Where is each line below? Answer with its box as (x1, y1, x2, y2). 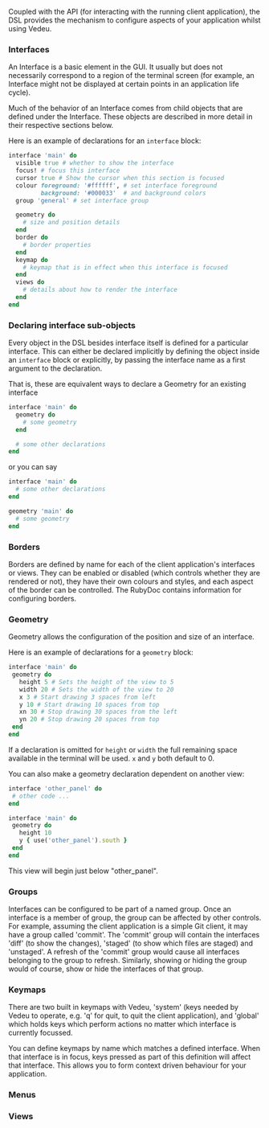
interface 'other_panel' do (8, 784, 103, 793)
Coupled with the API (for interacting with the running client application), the (8, 7, 261, 16)
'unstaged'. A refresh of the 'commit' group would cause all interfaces (8, 947, 240, 957)
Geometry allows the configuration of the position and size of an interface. (8, 632, 255, 642)
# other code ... (11, 792, 70, 800)
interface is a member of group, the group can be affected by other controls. (8, 913, 262, 923)
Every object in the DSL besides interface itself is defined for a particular (8, 338, 249, 348)
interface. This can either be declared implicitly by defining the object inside (8, 347, 260, 356)
